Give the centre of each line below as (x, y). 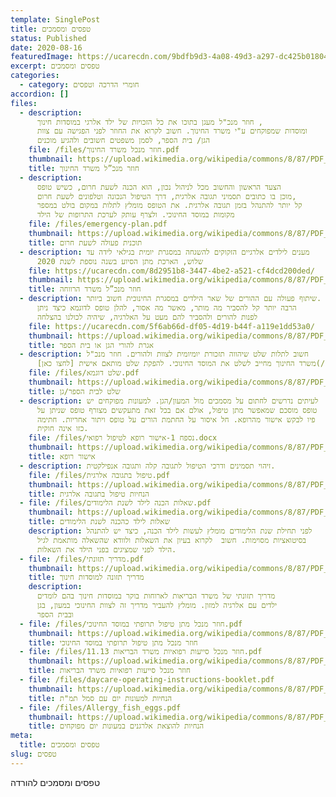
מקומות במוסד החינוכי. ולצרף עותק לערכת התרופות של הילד (135, 215)
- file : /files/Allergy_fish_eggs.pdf (100, 707)
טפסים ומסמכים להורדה (55, 782)
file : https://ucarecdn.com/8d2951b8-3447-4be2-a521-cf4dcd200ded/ (171, 271)
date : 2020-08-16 (46, 47)
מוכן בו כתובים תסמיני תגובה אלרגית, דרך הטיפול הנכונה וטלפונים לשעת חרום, (166, 196)
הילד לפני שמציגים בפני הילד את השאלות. (106, 549)
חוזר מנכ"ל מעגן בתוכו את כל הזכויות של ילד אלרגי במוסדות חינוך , (149, 122)
